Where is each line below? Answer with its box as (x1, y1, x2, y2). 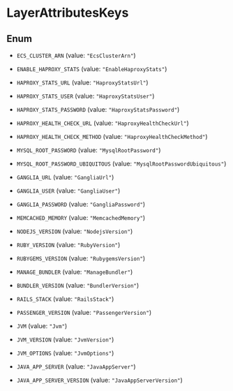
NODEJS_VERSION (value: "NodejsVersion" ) (16, 227, 133, 235)
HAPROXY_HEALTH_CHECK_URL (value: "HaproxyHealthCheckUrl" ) (16, 119, 189, 127)
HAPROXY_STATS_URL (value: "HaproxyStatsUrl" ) (16, 78, 149, 87)
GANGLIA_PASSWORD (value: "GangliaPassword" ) (16, 200, 146, 208)
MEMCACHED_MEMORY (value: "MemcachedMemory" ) (16, 214, 146, 221)
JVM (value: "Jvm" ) (16, 322, 68, 330)
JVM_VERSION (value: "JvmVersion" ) (16, 335, 114, 344)
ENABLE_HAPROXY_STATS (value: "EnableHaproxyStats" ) (16, 65, 167, 73)
